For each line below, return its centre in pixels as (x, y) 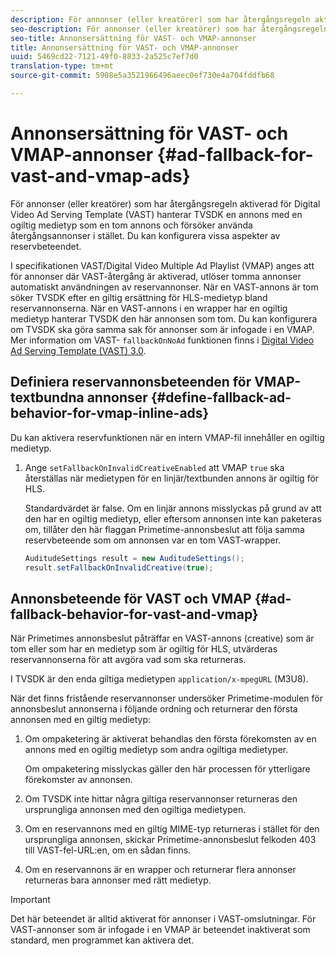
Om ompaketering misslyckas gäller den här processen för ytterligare (167, 769)
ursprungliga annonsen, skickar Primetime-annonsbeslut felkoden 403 (170, 840)
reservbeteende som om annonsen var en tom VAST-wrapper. (153, 540)
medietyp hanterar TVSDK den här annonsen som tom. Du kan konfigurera (164, 318)
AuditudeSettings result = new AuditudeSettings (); (134, 558)
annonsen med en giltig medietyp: (81, 720)
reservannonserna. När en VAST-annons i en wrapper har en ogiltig (149, 308)
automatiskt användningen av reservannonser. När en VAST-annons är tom (164, 287)
